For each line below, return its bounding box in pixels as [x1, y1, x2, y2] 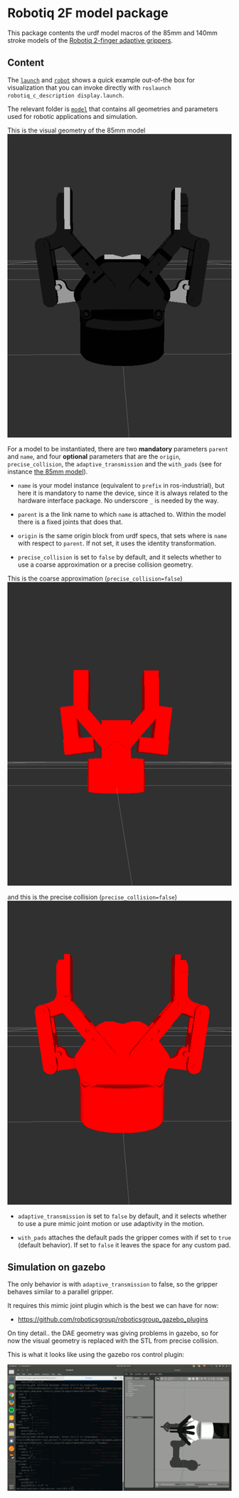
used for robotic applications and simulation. [7, 112, 138, 120]
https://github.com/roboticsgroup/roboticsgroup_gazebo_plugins [17, 1315, 208, 1324]
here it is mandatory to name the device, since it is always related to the [17, 489, 228, 498]
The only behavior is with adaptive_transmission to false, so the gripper [7, 1280, 218, 1289]
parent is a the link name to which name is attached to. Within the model [17, 510, 226, 519]
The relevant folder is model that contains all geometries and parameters [7, 105, 218, 113]
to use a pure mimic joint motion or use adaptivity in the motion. [17, 1219, 205, 1227]
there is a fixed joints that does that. [17, 518, 123, 526]
